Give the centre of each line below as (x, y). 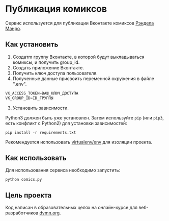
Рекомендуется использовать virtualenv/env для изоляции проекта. (79, 142)
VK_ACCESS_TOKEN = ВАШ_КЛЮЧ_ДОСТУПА (42, 93)
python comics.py (24, 180)
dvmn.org (50, 213)
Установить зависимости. (40, 108)
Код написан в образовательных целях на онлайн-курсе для (71, 208)
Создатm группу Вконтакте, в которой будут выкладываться (78, 57)
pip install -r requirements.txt (41, 132)
